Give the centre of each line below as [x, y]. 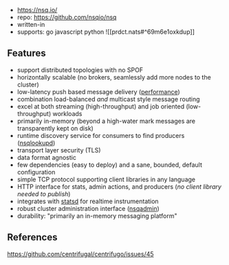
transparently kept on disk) [55, 128]
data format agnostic [47, 157]
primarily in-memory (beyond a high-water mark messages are [106, 121]
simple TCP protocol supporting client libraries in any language [106, 179]
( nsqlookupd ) [36, 143]
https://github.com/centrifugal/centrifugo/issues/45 [80, 254]
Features [26, 53]
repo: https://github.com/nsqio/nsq [67, 17]
